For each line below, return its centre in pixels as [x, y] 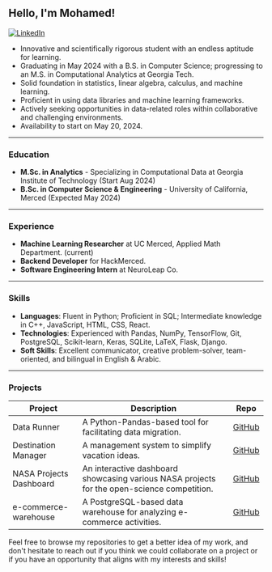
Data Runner [36, 427]
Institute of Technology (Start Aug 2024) [88, 180]
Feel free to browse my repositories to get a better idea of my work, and [128, 542]
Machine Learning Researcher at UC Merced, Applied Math [120, 244]
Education [29, 155]
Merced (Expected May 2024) [70, 198]
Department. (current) [57, 252]
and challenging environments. [72, 117]
